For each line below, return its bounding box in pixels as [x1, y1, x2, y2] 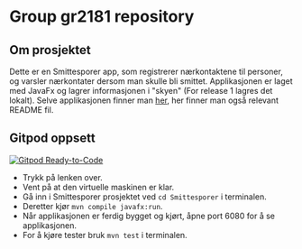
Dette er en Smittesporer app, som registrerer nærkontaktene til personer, [9, 66, 284, 77]
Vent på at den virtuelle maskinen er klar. [22, 181, 175, 192]
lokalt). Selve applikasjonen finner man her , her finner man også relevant [9, 95, 279, 106]
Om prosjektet [9, 42, 92, 58]
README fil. [9, 105, 54, 115]
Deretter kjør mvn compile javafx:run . [22, 200, 163, 211]
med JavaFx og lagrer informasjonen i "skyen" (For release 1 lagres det [9, 86, 273, 96]
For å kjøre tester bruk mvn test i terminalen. [22, 229, 188, 240]
